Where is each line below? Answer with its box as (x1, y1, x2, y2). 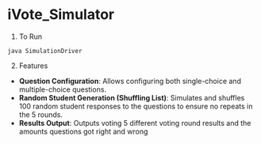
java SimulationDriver (7, 47, 83, 55)
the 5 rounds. (18, 109, 63, 119)
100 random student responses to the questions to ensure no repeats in (18, 101, 253, 111)
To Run (18, 32, 43, 41)
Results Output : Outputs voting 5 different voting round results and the (18, 118, 251, 127)
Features (18, 61, 48, 70)
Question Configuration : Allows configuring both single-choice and (18, 76, 241, 85)
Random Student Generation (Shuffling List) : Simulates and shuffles (18, 93, 245, 102)
